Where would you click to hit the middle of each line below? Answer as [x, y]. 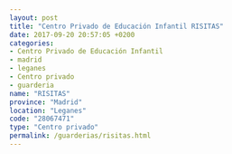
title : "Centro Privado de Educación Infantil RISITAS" [116, 26]
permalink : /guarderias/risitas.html [80, 136]
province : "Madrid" [46, 102]
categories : [32, 43]
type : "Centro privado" [54, 128]
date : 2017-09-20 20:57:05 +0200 [72, 34]
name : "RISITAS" [40, 93]
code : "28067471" [42, 119]
